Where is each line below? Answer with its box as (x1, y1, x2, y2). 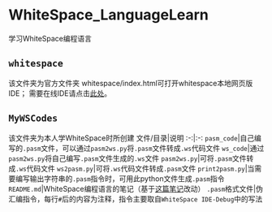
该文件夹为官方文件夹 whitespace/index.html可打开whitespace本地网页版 (8, 78, 253, 88)
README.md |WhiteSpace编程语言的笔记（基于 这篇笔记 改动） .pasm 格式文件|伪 (8, 184, 264, 193)
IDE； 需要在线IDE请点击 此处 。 (8, 88, 112, 98)
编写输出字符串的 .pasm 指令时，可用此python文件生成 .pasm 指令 (15, 173, 225, 184)
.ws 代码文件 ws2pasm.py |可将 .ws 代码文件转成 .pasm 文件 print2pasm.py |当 (15, 163, 255, 173)
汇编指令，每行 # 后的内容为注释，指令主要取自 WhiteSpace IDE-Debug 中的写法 (8, 193, 263, 204)
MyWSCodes (8, 112, 58, 124)
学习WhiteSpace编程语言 (8, 33, 92, 43)
